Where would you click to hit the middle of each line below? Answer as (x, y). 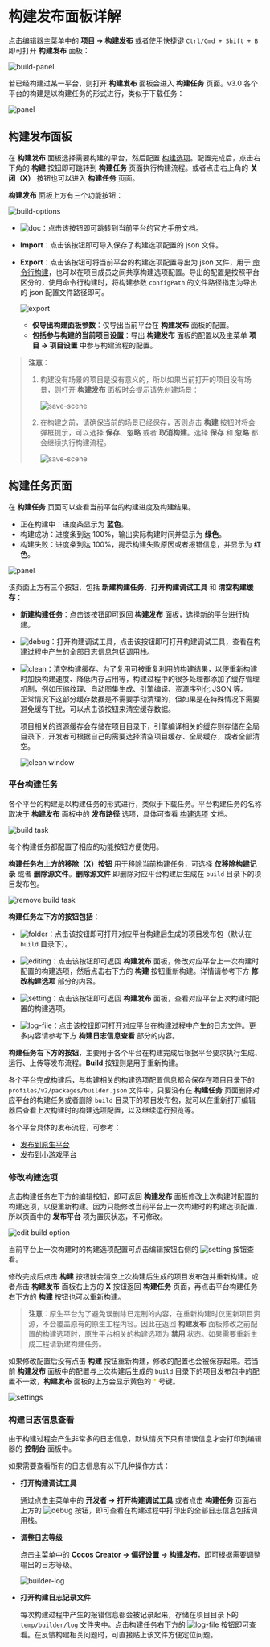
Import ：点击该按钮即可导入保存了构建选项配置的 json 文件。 (121, 245)
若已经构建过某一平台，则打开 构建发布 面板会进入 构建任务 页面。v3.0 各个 (133, 83)
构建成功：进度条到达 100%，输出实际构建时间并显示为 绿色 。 (123, 534)
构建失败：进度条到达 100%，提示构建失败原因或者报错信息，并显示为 (136, 544)
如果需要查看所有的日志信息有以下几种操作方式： (89, 1466)
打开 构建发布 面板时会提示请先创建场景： (130, 389)
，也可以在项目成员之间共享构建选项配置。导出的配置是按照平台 (153, 272)
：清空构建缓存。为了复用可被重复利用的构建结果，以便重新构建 (152, 668)
